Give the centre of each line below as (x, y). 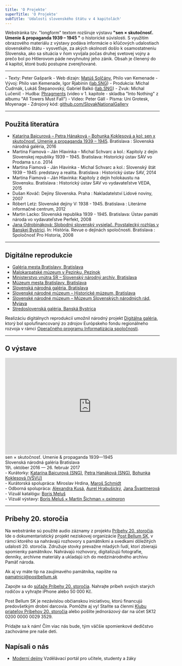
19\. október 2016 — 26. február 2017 (42, 467)
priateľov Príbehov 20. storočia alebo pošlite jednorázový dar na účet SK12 (80, 611)
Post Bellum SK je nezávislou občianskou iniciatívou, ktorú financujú (74, 601)
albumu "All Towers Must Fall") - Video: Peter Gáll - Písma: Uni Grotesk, (77, 99)
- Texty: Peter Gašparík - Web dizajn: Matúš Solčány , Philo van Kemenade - (81, 78)
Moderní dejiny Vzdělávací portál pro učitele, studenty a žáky (74, 659)
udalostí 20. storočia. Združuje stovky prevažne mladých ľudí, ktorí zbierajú (81, 546)
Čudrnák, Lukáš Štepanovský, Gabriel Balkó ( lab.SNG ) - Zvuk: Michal (75, 88)
